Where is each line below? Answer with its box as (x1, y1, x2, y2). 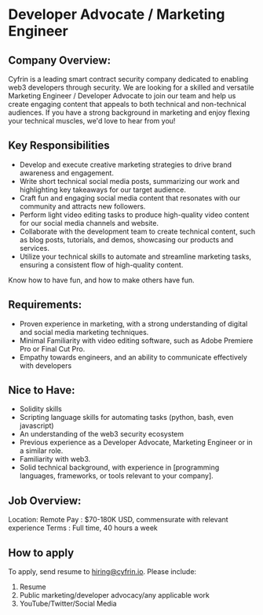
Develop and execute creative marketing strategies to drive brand (19, 160, 232, 169)
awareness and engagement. (19, 168, 114, 178)
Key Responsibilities (8, 139, 110, 153)
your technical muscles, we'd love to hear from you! (8, 116, 176, 125)
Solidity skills (19, 404, 63, 414)
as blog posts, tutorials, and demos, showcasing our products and (19, 234, 234, 245)
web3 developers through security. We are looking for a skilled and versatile (8, 83, 254, 92)
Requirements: (8, 298, 82, 311)
